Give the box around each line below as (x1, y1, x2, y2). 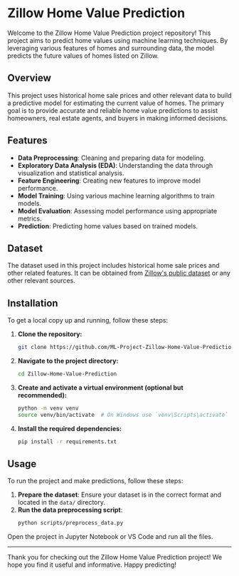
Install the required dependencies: (17, 424, 122, 433)
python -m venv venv (17, 405, 79, 412)
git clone (17, 344, 48, 351)
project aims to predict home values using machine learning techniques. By (7, 36, 228, 44)
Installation (7, 297, 58, 309)
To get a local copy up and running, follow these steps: (7, 316, 169, 325)
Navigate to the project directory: (17, 357, 119, 365)
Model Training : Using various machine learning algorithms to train (17, 191, 215, 200)
